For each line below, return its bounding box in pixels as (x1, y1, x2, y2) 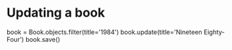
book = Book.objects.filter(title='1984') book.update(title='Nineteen (6, 28, 202, 36)
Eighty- (203, 28, 225, 36)
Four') (6, 35, 24, 43)
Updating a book (6, 5, 105, 21)
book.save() (25, 35, 61, 43)
